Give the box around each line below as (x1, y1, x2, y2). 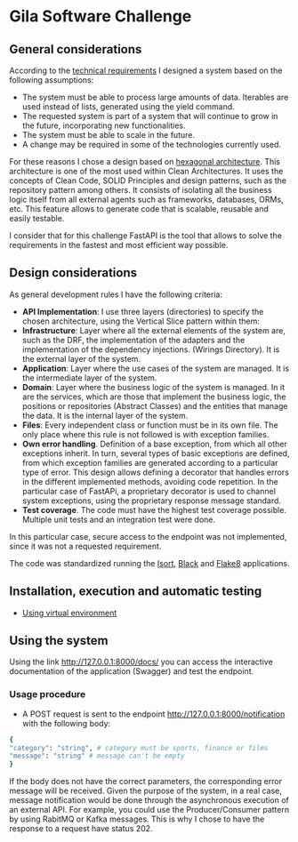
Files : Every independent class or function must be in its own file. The (21, 420, 278, 430)
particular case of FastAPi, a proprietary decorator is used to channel (21, 485, 276, 496)
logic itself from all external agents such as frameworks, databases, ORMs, (9, 194, 284, 204)
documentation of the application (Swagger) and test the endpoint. (9, 666, 254, 677)
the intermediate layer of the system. (21, 372, 157, 383)
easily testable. (9, 213, 65, 223)
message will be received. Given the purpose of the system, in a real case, (9, 785, 283, 797)
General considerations (9, 42, 142, 57)
